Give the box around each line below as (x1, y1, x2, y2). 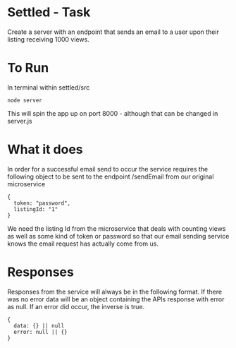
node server (7, 97, 42, 104)
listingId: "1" (13, 205, 58, 212)
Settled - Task (7, 4, 91, 20)
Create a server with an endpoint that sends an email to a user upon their (7, 28, 220, 36)
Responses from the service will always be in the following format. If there (7, 287, 223, 296)
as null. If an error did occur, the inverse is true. (7, 302, 145, 311)
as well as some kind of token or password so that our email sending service (7, 232, 230, 240)
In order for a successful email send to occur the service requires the (7, 164, 209, 173)
